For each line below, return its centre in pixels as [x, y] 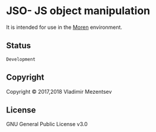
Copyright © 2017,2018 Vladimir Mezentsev [59, 91]
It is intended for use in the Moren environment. [64, 27]
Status [19, 46]
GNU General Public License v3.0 [47, 124]
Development [21, 59]
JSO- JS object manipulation [78, 11]
